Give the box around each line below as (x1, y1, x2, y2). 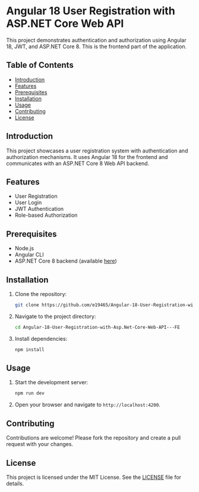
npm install (14, 347, 45, 353)
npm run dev (14, 390, 45, 397)
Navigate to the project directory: (14, 313, 96, 320)
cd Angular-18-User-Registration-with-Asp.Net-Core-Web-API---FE (14, 324, 180, 330)
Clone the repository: (14, 291, 67, 297)
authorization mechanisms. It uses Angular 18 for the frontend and (6, 153, 168, 160)
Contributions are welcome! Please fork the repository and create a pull (6, 434, 181, 441)
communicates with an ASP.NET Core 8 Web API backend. (6, 160, 150, 167)
